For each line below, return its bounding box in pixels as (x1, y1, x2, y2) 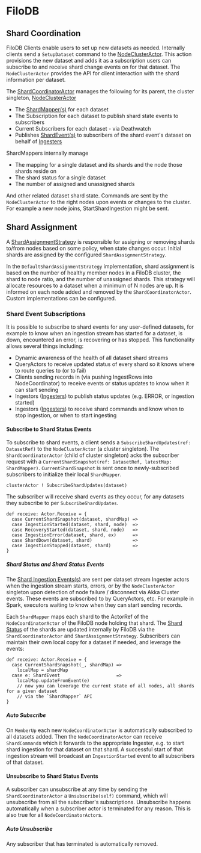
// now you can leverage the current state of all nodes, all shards (17, 683, 195, 689)
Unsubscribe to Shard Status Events (6, 772, 98, 780)
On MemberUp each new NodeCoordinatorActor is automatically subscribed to (6, 727, 193, 734)
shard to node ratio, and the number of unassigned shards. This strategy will (6, 275, 195, 282)
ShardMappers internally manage (6, 149, 89, 157)
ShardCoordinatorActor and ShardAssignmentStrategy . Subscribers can (6, 632, 181, 639)
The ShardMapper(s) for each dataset (14, 106, 109, 113)
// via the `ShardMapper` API (17, 693, 93, 699)
